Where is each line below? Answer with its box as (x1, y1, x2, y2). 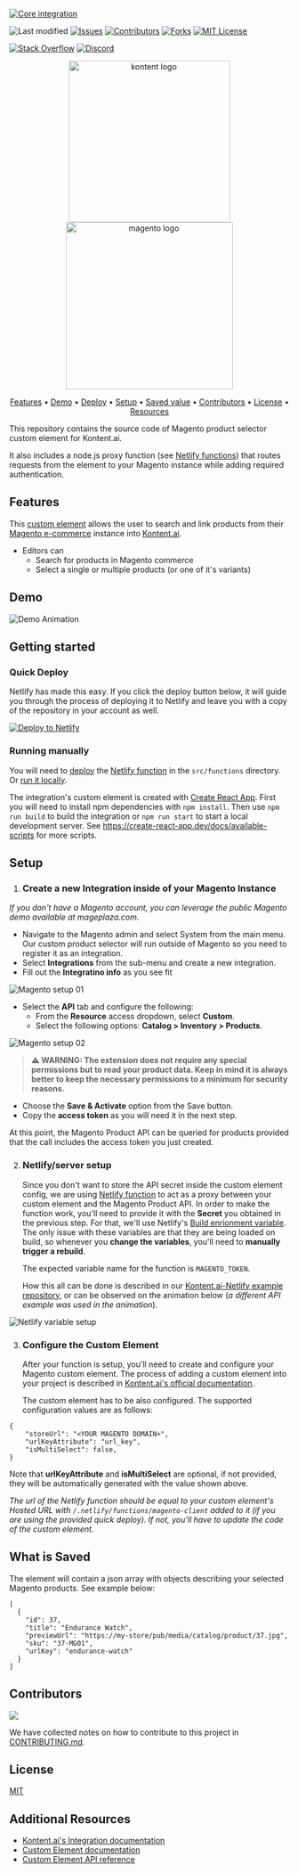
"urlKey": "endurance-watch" (25, 1647, 133, 1656)
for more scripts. (36, 830, 98, 840)
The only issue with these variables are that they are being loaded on (21, 1226, 276, 1238)
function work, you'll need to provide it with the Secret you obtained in (21, 1207, 282, 1218)
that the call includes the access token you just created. (9, 1137, 213, 1148)
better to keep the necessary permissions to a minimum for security (30, 1074, 288, 1084)
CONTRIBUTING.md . (9, 1736, 85, 1746)
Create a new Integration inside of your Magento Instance (21, 882, 277, 895)
